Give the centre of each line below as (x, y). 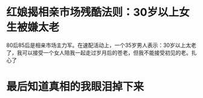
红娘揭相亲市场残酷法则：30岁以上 (93, 12)
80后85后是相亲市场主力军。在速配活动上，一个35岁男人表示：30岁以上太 (99, 45)
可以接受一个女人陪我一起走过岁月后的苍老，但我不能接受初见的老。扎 (109, 52)
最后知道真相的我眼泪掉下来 (75, 87)
